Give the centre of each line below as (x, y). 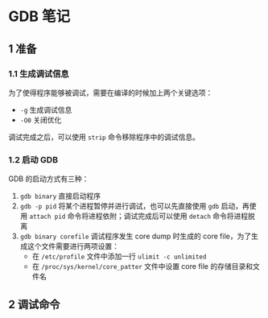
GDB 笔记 (39, 17)
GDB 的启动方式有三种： (49, 179)
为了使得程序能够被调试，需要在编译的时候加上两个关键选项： (111, 93)
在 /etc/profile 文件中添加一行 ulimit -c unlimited (119, 256)
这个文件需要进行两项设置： (73, 246)
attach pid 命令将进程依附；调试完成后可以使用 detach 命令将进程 (139, 216)
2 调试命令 (34, 304)
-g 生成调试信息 (46, 109)
